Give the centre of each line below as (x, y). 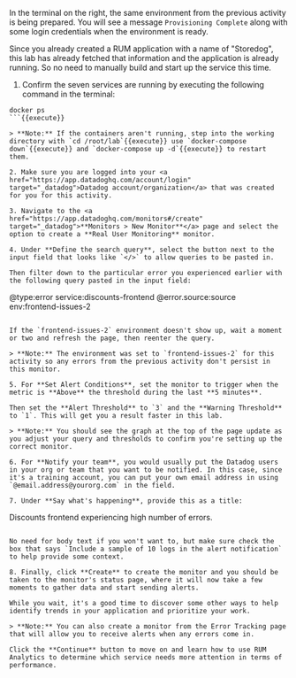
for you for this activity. (61, 196)
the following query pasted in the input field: (100, 281)
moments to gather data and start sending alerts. (104, 588)
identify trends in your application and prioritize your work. (130, 611)
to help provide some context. (67, 557)
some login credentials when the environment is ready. (109, 31)
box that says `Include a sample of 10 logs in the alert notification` (146, 549)
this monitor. (35, 369)
